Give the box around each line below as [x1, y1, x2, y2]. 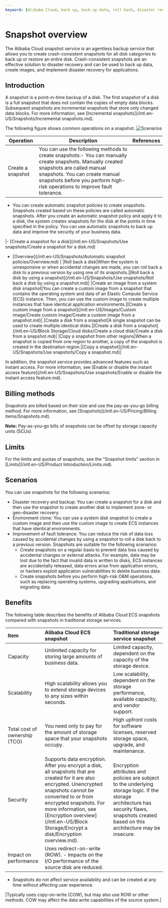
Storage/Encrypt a [44, 824, 88, 831]
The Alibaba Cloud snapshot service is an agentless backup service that [5, 46, 154, 52]
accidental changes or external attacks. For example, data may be [19, 552, 156, 558]
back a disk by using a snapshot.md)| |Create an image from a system [12, 280, 157, 286]
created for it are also [44, 774, 95, 781]
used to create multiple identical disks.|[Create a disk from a [12, 323, 137, 329]
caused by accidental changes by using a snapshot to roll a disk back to [12, 536, 161, 542]
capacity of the [113, 656, 149, 663]
